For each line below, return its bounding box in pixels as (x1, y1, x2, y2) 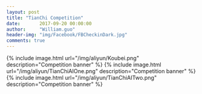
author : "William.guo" (6, 26, 76, 33)
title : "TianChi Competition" (6, 15, 84, 21)
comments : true (6, 37, 45, 44)
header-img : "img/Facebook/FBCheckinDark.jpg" (6, 32, 128, 38)
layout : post (6, 9, 40, 15)
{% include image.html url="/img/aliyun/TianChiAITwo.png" (6, 74, 157, 81)
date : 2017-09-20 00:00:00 (6, 20, 92, 26)
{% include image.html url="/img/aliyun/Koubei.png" (6, 55, 139, 61)
